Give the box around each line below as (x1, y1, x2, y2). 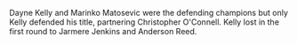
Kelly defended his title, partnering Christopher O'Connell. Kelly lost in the (9, 17, 280, 27)
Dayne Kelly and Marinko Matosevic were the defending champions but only (9, 8, 289, 18)
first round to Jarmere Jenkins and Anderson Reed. (9, 26, 197, 36)
